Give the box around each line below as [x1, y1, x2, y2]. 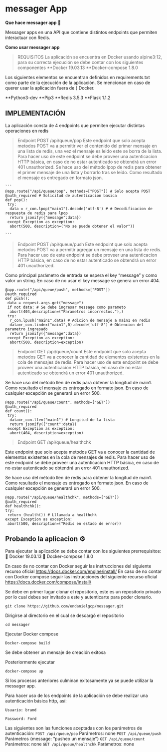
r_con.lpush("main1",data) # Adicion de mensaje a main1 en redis [9, 318, 151, 323]
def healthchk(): [5, 503, 41, 508]
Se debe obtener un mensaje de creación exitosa [5, 649, 106, 655]
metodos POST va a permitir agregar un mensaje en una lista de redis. [17, 246, 162, 253]
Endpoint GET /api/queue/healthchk [17, 439, 91, 445]
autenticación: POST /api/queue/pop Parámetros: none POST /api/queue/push [5, 730, 162, 736]
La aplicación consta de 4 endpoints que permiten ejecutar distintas [5, 122, 145, 128]
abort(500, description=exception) [9, 340, 84, 345]
